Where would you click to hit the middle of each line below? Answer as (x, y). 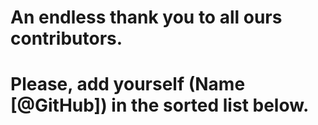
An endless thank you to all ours (146, 17)
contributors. (66, 38)
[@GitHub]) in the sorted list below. (160, 105)
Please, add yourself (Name (128, 84)
